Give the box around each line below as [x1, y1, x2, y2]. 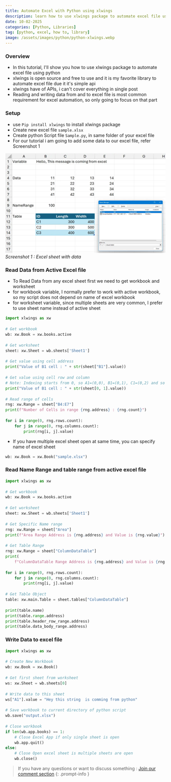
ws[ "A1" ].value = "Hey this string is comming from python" [5, 697, 138, 702]
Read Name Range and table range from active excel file [5, 466, 147, 473]
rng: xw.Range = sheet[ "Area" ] [5, 527, 72, 532]
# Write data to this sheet [5, 692, 65, 697]
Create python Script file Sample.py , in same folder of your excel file [12, 132, 155, 138]
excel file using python [12, 70, 61, 76]
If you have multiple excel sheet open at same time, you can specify [12, 438, 155, 444]
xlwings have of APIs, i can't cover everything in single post [12, 86, 138, 92]
